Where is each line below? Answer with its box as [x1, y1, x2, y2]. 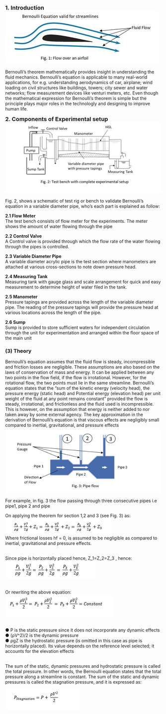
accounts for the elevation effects [5, 648, 75, 654]
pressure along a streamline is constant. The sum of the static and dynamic [5, 674, 160, 680]
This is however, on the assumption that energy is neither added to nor [5, 406, 150, 412]
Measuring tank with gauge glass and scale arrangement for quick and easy [5, 279, 161, 285]
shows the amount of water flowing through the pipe [5, 223, 113, 229]
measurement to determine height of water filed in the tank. [5, 284, 127, 290]
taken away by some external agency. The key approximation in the [5, 411, 143, 417]
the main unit [5, 335, 32, 341]
